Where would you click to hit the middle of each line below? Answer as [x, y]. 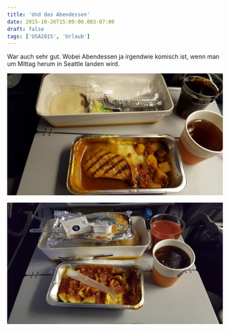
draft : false [26, 29]
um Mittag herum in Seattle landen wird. [63, 64]
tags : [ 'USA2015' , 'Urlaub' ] [49, 36]
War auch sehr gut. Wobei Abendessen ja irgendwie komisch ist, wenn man [113, 57]
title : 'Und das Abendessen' [49, 14]
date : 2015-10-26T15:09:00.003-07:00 [61, 22]
